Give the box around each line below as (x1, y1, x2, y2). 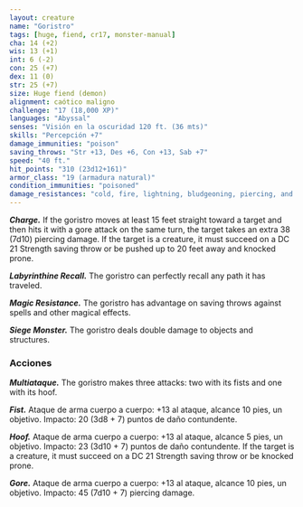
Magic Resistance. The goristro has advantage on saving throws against (9, 297, 282, 308)
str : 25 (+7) (9, 80, 59, 89)
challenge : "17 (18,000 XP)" (9, 106, 119, 115)
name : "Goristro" (9, 22, 75, 31)
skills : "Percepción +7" (9, 131, 103, 140)
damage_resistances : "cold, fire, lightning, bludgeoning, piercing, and (9, 190, 294, 199)
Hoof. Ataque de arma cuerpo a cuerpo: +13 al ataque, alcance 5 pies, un (9, 431, 283, 443)
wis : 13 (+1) (9, 47, 59, 56)
